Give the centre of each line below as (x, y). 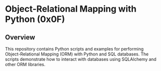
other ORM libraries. (25, 64)
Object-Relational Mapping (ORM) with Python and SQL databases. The (77, 54)
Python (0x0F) (35, 19)
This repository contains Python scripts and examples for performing (74, 49)
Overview (20, 37)
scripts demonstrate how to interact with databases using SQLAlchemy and (81, 59)
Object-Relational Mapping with (71, 9)
